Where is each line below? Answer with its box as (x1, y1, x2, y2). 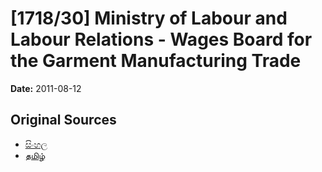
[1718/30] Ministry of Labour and (10, 7, 288, 30)
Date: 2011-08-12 (10, 82, 82, 94)
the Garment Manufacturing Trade (10, 50, 302, 72)
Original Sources (10, 112, 117, 129)
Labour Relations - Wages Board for (10, 28, 313, 51)
